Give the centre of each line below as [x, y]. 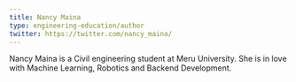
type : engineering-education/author [77, 26]
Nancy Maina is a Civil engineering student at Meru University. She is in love [148, 59]
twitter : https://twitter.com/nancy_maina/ [91, 34]
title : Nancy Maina [45, 17]
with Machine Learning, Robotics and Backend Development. [121, 68]
